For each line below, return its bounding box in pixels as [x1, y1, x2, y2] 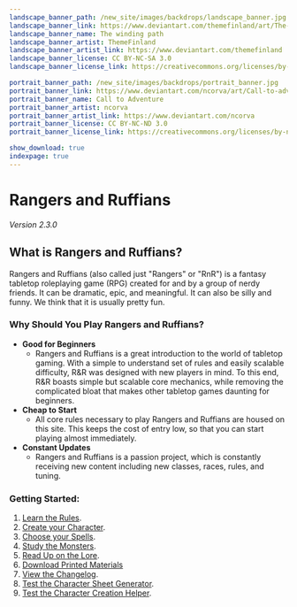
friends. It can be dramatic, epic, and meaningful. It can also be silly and [9, 287, 272, 297]
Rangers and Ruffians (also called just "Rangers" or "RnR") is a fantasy [9, 268, 267, 279]
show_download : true [9, 143, 86, 153]
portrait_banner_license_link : [9, 127, 125, 137]
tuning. [34, 470, 62, 480]
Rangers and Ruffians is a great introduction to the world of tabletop [34, 348, 283, 358]
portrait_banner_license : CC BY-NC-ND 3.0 [9, 119, 168, 128]
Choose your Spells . [21, 532, 95, 542]
